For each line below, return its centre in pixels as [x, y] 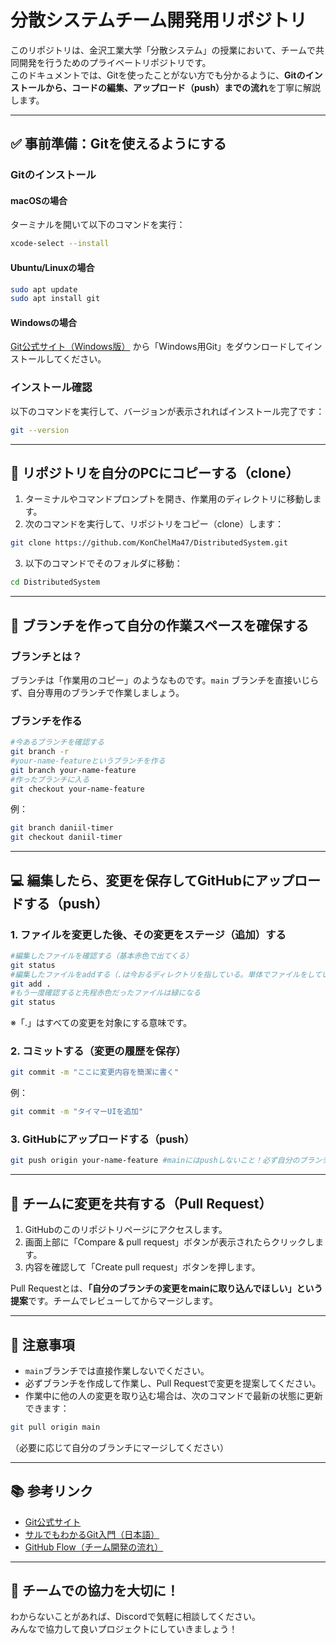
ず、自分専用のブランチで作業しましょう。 [97, 692]
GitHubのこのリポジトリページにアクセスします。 [126, 1230]
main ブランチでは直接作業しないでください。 [117, 1370]
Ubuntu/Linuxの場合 [52, 267]
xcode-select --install [60, 244]
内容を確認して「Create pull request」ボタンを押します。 [142, 1267]
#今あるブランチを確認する [57, 742]
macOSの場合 [39, 200]
